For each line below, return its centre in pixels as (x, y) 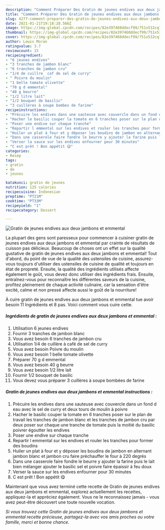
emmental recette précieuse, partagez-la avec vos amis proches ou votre (80, 517)
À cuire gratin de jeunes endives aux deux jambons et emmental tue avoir (80, 299)
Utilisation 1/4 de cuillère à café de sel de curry (60, 344)
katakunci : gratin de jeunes (35, 183)
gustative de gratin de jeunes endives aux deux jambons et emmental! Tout (81, 254)
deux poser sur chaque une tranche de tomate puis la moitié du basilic (84, 425)
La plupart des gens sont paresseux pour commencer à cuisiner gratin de (80, 238)
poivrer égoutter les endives (41, 430)
